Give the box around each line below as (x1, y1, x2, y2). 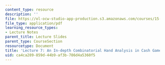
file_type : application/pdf (5, 21, 63, 26)
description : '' (5, 12, 38, 17)
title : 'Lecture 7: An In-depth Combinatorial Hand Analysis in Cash (5, 48, 151, 53)
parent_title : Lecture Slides (5, 35, 67, 40)
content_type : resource (5, 7, 54, 12)
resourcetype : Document (5, 43, 54, 48)
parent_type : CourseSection (5, 39, 63, 44)
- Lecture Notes (5, 30, 38, 35)
